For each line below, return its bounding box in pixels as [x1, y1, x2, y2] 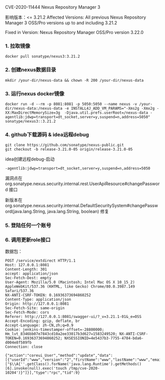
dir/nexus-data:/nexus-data [5, 106, 63, 111]
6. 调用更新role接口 [5, 236, 51, 243]
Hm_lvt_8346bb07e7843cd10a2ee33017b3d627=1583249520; [5, 332, 118, 337]
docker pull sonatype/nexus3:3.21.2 [5, 54, 80, 59]
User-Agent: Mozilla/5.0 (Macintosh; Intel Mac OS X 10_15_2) [5, 280, 135, 285]
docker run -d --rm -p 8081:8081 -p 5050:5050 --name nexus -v [5, 101, 137, 106]
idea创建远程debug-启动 [5, 156, 55, 162]
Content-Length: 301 [5, 267, 48, 272]
